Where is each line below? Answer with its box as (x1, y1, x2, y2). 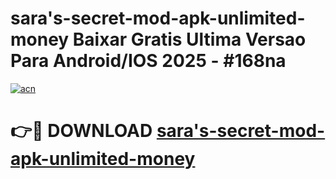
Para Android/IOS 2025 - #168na (10, 50, 287, 72)
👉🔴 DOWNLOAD (10, 120, 153, 142)
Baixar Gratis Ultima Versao (72, 28, 307, 51)
